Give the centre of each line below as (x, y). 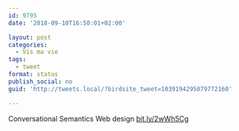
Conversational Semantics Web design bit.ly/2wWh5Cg (98, 118)
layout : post (30, 37)
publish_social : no (40, 81)
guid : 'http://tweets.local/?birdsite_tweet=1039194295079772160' (120, 89)
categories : (28, 44)
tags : (17, 60)
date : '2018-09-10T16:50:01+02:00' (67, 23)
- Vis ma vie (37, 52)
